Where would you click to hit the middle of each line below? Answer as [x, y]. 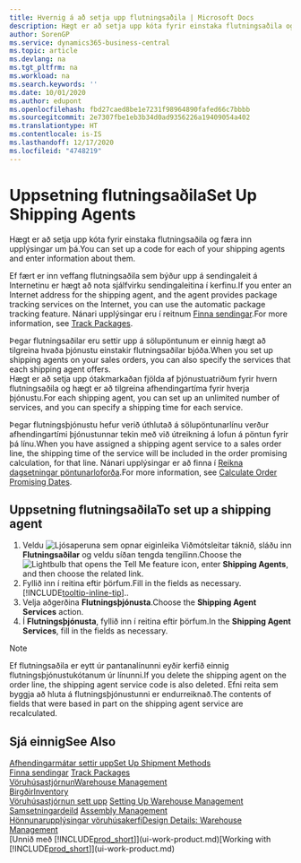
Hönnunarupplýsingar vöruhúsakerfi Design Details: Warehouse [125, 820]
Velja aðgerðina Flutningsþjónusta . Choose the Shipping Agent [139, 602]
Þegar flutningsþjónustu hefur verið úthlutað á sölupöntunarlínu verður [139, 424]
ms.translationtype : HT [54, 126]
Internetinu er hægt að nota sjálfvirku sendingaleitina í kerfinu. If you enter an [151, 285]
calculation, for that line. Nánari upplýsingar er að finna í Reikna [126, 462]
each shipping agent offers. [60, 369]
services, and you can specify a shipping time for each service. [126, 407]
